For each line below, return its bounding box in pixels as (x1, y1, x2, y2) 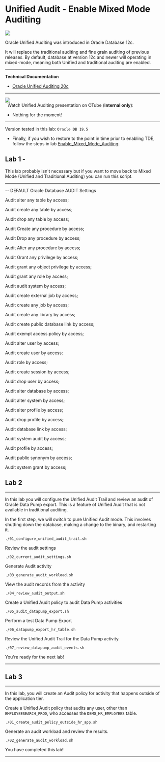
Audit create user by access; (5, 350, 63, 356)
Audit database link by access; (5, 426, 67, 432)
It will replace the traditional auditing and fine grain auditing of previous (5, 49, 149, 55)
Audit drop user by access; (5, 378, 60, 384)
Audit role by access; (5, 359, 48, 365)
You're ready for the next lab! (5, 654, 64, 660)
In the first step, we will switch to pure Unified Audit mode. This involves (5, 516, 151, 522)
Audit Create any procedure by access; (5, 226, 84, 232)
